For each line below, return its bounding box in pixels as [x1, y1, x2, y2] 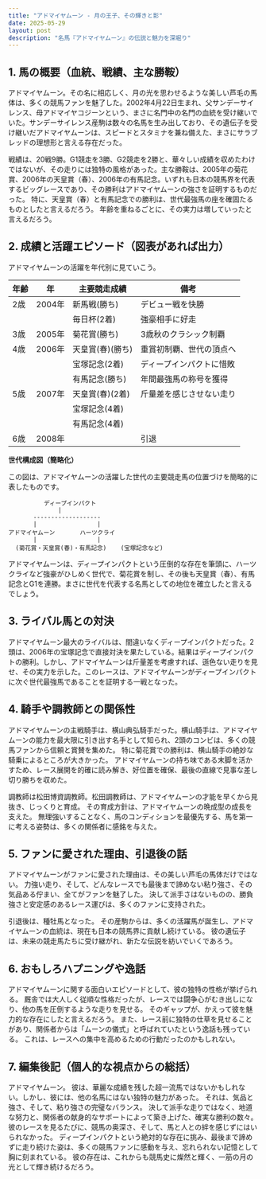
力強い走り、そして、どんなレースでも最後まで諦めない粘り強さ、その [23, 880, 253, 889]
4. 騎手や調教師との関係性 [8, 702, 136, 716]
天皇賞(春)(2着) [72, 388, 130, 399]
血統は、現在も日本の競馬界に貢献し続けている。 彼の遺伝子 [48, 927, 246, 936]
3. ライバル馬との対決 [8, 615, 114, 628]
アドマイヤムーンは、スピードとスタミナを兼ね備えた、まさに [35, 128, 237, 138]
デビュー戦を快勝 [140, 299, 205, 310]
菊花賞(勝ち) [72, 328, 119, 339]
